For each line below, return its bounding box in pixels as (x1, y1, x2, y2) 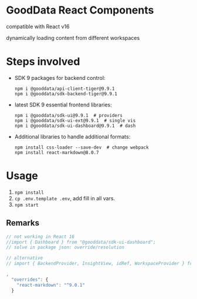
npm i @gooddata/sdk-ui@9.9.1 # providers (14, 112, 123, 118)
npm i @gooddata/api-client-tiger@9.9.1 (14, 86, 115, 92)
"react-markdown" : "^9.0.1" (16, 282, 85, 288)
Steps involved (6, 55, 80, 68)
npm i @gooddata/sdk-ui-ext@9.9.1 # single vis (14, 117, 136, 123)
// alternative (6, 255, 43, 261)
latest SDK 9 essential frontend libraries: (14, 101, 113, 108)
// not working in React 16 (6, 233, 75, 240)
